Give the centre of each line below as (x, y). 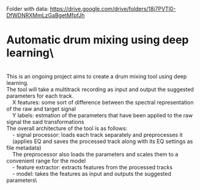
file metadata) (24, 148)
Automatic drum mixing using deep (98, 40)
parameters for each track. (40, 96)
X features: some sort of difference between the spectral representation (103, 102)
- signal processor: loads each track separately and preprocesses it (97, 134)
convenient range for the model (46, 161)
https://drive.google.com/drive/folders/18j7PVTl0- (113, 9)
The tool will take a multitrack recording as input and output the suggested (100, 89)
